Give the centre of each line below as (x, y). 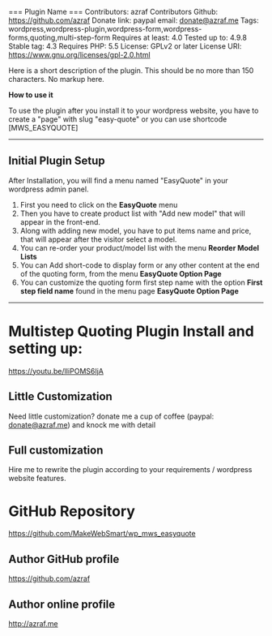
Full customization (56, 450)
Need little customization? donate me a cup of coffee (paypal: (111, 416)
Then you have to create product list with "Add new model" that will (132, 213)
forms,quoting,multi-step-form (59, 37)
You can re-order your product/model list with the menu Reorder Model (140, 247)
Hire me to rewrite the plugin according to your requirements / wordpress (130, 470)
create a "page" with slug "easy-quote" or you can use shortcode (118, 119)
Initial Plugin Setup (57, 161)
